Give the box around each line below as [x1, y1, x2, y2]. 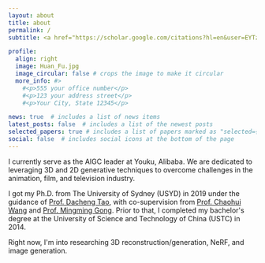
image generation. [8, 246, 68, 255]
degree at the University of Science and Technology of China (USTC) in [8, 213, 241, 223]
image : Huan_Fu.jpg [15, 62, 80, 71]
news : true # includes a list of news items [8, 113, 160, 121]
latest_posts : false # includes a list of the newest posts [8, 120, 214, 128]
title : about [8, 19, 51, 27]
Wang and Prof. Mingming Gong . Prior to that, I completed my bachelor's [8, 206, 244, 215]
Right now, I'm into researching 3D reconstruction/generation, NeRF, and [8, 237, 244, 246]
